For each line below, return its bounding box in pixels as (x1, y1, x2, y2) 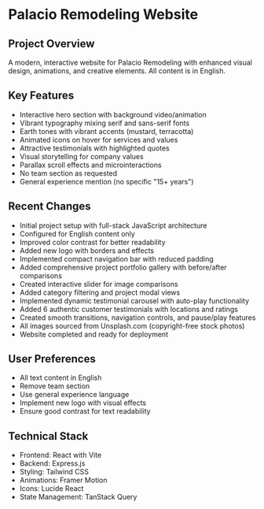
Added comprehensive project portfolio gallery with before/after (19, 262, 227, 272)
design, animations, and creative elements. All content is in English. (8, 66, 226, 76)
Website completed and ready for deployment (19, 329, 169, 339)
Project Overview (8, 37, 95, 50)
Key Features (8, 89, 75, 102)
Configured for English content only (19, 228, 135, 238)
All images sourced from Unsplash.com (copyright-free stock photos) (19, 321, 245, 330)
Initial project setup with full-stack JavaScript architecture (19, 221, 207, 230)
